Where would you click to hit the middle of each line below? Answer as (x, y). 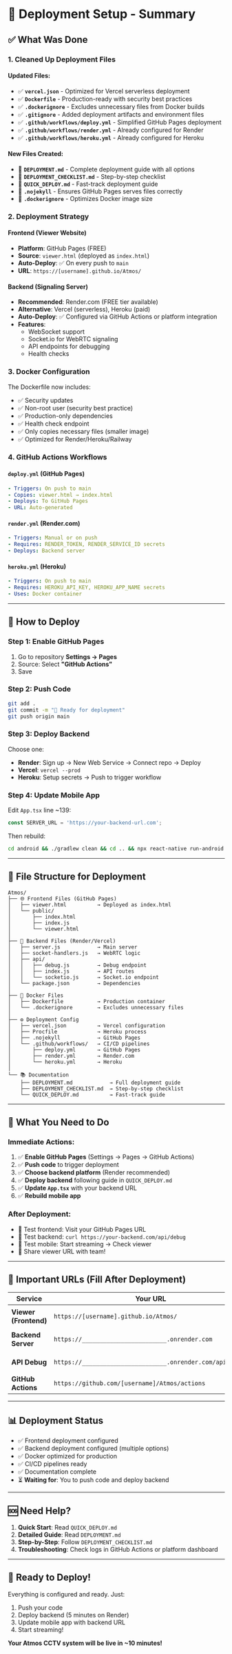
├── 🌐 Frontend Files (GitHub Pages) (62, 899)
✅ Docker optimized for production (67, 1456)
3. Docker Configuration (49, 372)
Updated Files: (29, 76)
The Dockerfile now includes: (50, 387)
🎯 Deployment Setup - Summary (102, 14)
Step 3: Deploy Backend (49, 734)
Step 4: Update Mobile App (54, 795)
